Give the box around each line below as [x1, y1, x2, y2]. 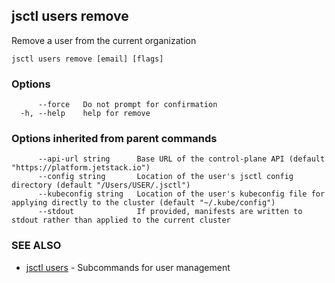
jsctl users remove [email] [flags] [11, 54, 164, 64]
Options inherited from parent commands [11, 132, 218, 146]
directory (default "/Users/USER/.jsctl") [11, 180, 191, 191]
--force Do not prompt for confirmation [37, 100, 218, 110]
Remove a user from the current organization [11, 34, 197, 46]
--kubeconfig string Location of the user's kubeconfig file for [37, 189, 326, 199]
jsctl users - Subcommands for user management [25, 261, 231, 273]
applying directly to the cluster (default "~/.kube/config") [11, 198, 276, 208]
